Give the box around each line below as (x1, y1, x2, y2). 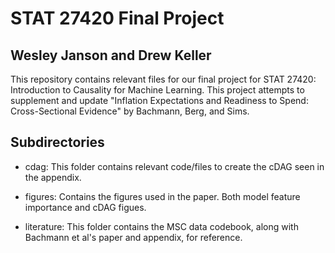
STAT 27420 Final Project (10, 7, 225, 30)
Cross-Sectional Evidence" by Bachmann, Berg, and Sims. (10, 105, 250, 117)
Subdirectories (10, 134, 105, 151)
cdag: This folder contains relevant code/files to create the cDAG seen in (24, 160, 325, 172)
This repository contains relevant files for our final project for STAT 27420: (10, 73, 317, 85)
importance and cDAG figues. (24, 201, 147, 213)
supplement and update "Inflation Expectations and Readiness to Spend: (10, 95, 309, 106)
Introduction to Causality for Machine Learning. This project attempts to (10, 84, 305, 96)
